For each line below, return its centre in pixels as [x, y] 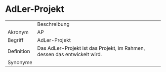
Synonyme [20, 62]
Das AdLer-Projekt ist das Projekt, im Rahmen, [91, 48]
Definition [19, 51]
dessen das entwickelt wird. [69, 54]
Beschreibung [53, 24]
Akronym [18, 32]
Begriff [16, 40]
